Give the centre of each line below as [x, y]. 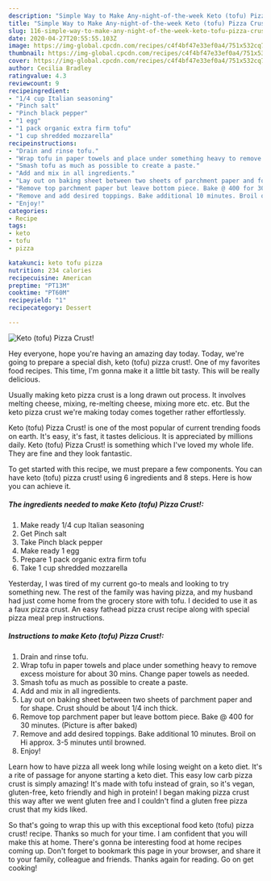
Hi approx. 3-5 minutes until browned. [83, 742]
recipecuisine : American [50, 278]
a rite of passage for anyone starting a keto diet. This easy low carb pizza [130, 775]
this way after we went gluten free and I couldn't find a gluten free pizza [128, 800]
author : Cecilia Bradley [50, 69]
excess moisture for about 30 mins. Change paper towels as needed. [135, 674]
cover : [19, 61]
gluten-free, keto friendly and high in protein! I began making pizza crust [129, 792]
